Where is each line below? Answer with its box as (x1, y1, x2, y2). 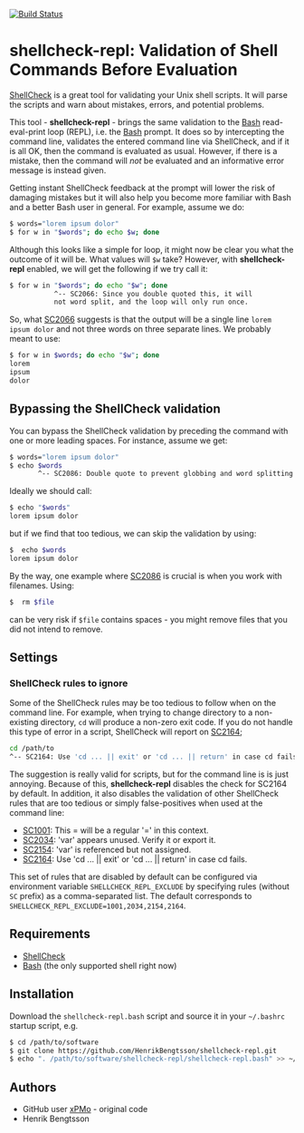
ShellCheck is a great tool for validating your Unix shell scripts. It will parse (9, 89, 288, 100)
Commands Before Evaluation (9, 60, 238, 81)
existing (9, 717, 39, 728)
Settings (9, 650, 59, 665)
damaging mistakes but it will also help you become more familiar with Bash (9, 191, 292, 203)
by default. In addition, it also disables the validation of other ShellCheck (9, 789, 279, 799)
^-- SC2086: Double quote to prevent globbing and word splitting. (37, 470, 298, 479)
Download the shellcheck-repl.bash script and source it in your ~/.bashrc (9, 1011, 285, 1022)
